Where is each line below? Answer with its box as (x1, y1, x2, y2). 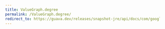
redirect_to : (5, 16, 32, 21)
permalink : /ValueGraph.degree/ (5, 12, 71, 17)
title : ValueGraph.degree (5, 7, 58, 12)
